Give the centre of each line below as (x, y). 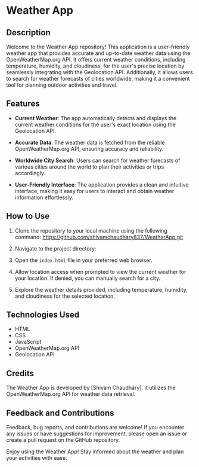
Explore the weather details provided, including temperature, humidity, (101, 289)
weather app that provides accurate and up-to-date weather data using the (98, 53)
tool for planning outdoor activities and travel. (62, 85)
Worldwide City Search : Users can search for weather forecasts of (97, 160)
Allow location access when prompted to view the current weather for (100, 271)
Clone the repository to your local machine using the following (91, 230)
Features (23, 104)
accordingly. (30, 173)
